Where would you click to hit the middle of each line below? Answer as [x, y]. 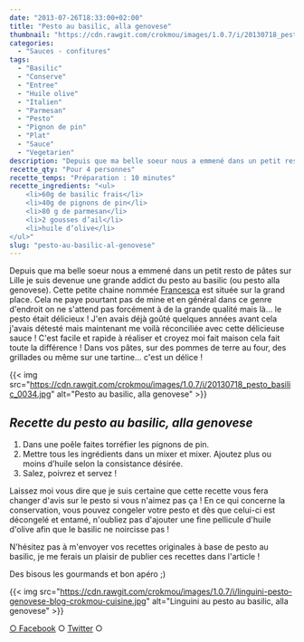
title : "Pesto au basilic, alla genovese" [90, 26]
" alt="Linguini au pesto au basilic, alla [218, 601]
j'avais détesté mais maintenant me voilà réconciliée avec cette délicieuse [147, 329]
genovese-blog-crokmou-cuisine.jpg [78, 601]
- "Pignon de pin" [52, 128]
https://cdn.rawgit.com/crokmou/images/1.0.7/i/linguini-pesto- [176, 592]
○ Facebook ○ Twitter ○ [56, 628]
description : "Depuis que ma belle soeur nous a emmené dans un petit [145, 161]
